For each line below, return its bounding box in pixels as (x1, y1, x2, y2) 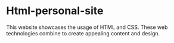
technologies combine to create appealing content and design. (6, 29, 160, 37)
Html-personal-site (6, 4, 104, 18)
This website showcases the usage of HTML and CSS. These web (6, 24, 168, 31)
